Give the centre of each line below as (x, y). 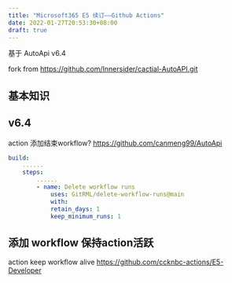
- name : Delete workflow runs (86, 187)
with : (59, 201)
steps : (33, 173)
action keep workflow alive (52, 262)
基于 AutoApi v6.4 (37, 53)
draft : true (28, 30)
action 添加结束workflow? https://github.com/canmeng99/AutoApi (115, 143)
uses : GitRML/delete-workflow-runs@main (117, 194)
